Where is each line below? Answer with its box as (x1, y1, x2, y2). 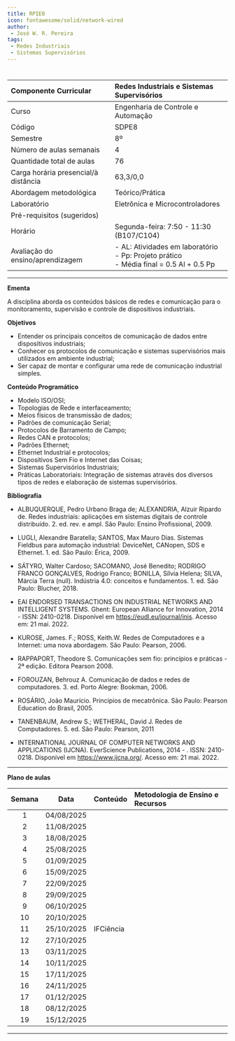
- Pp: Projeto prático (114, 251, 183, 261)
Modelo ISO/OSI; (17, 396, 66, 405)
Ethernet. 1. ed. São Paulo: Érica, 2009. (17, 548, 130, 557)
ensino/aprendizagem (10, 255, 83, 265)
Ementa (7, 284, 30, 292)
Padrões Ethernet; (17, 441, 70, 450)
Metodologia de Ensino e (134, 790, 219, 800)
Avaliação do (10, 246, 54, 256)
